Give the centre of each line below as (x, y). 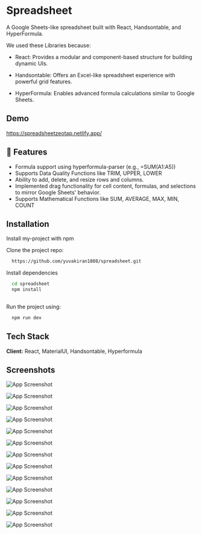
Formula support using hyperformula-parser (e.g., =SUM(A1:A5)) (95, 167)
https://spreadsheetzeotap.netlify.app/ (54, 133)
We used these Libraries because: (49, 45)
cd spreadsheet (31, 284)
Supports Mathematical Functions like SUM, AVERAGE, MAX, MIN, (97, 199)
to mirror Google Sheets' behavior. (58, 192)
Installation (28, 224)
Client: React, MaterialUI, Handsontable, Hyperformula (74, 351)
